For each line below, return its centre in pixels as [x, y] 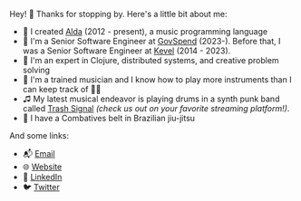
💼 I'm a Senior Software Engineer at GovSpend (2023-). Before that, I [151, 41]
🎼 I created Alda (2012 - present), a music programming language [145, 31]
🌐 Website [42, 167]
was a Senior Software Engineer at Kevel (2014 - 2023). [126, 51]
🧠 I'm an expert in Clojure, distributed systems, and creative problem [150, 60]
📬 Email [39, 153]
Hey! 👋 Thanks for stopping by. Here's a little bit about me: [119, 14]
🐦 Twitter [41, 187]
